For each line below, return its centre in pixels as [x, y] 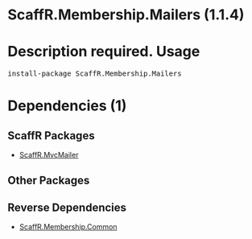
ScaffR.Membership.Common [68, 227]
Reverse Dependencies [67, 207]
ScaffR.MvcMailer [49, 155]
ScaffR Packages [51, 136]
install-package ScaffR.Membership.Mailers [95, 74]
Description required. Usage [104, 52]
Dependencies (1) [67, 106]
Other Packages [49, 180]
